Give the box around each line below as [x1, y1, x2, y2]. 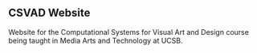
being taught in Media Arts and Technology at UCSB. [8, 36, 183, 45]
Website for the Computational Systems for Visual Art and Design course [8, 27, 249, 36]
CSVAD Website [8, 6, 91, 20]
